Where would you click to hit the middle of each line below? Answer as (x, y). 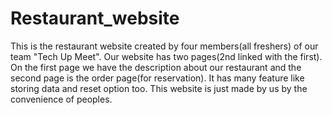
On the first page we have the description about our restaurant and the (156, 67)
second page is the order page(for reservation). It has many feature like (157, 78)
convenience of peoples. (61, 99)
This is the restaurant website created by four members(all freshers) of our (164, 46)
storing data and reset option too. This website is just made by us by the (159, 88)
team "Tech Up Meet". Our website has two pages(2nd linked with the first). (166, 56)
